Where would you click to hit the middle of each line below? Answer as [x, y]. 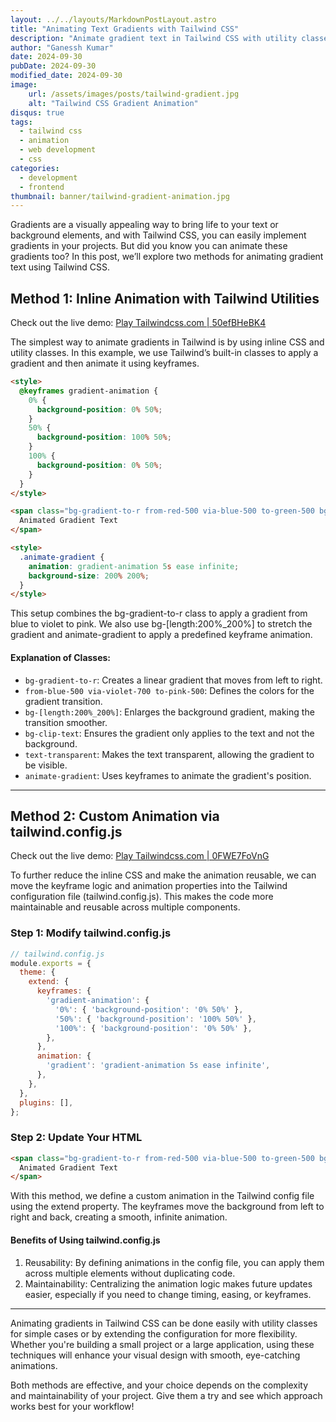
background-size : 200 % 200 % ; [89, 576]
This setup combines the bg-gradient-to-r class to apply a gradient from [159, 613]
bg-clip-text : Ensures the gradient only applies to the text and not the [169, 733]
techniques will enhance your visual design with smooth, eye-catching [155, 1355]
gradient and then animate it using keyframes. [105, 363]
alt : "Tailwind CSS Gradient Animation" [113, 103]
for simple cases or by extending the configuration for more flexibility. [154, 1333]
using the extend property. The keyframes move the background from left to [167, 1207]
